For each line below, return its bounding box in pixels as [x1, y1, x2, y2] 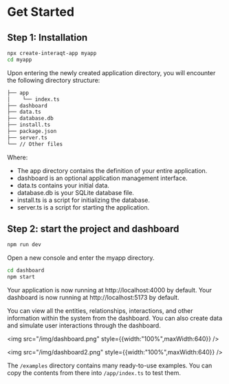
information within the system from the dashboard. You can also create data [7, 314, 223, 323]
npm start [7, 274, 36, 281]
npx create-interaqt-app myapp [7, 50, 97, 57]
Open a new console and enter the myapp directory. [7, 254, 155, 262]
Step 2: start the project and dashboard [7, 223, 179, 235]
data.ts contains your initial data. [17, 181, 110, 190]
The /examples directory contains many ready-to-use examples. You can [7, 361, 212, 370]
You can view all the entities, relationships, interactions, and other [7, 307, 194, 315]
